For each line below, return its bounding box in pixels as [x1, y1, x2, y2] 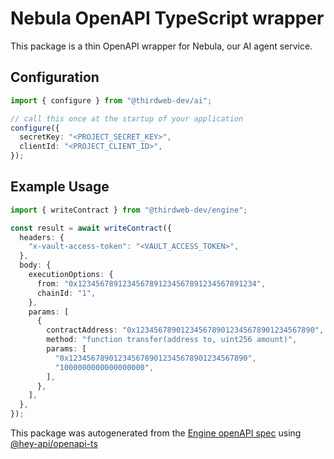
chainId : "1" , [36, 288, 97, 298]
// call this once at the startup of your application [10, 113, 244, 124]
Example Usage [10, 178, 110, 196]
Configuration [10, 69, 100, 86]
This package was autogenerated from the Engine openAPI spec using [10, 427, 302, 439]
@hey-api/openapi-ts [10, 438, 98, 450]
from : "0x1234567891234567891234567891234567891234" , [36, 278, 267, 289]
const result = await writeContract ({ [10, 223, 172, 233]
